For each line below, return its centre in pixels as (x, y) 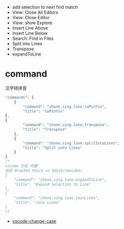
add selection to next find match (45, 7)
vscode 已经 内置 (21, 166)
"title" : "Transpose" (45, 130)
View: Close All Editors (35, 12)
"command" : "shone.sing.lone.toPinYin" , (65, 107)
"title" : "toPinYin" (44, 111)
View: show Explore (32, 23)
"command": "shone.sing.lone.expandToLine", (60, 180)
